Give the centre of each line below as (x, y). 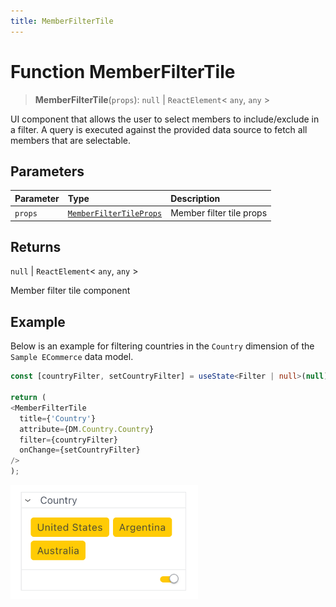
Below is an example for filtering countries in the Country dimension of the (162, 346)
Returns (36, 247)
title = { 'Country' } (58, 418)
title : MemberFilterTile (62, 21)
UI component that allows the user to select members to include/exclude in (165, 119)
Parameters (47, 171)
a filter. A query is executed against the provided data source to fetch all (159, 129)
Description (195, 198)
